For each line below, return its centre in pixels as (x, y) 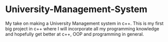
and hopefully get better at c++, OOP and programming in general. (75, 34)
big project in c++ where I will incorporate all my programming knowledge (82, 28)
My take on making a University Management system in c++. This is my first (85, 23)
